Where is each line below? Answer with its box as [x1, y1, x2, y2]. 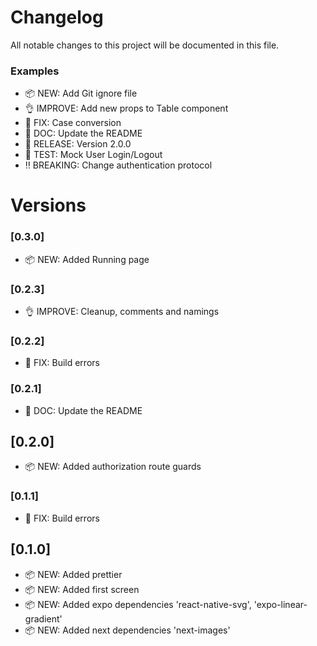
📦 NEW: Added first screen [24, 583, 140, 595]
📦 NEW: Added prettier [24, 568, 123, 580]
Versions [10, 194, 87, 217]
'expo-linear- [253, 598, 308, 610]
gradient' [24, 612, 63, 625]
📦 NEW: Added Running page [24, 253, 150, 265]
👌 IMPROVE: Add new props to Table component [24, 102, 229, 115]
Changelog [10, 6, 104, 29]
